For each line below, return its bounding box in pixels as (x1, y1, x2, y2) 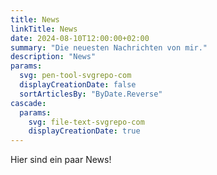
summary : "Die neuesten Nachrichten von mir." (10, 42, 208, 53)
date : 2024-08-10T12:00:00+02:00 (10, 33, 150, 43)
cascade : (10, 98, 47, 108)
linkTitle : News (10, 24, 78, 34)
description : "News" (10, 52, 97, 62)
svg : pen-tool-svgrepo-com (19, 71, 132, 81)
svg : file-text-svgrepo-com (28, 117, 145, 127)
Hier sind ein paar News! (10, 154, 112, 166)
